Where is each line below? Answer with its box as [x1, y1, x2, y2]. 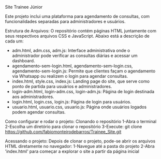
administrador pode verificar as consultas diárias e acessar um [12, 53, 138, 58]
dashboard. [12, 58, 35, 63]
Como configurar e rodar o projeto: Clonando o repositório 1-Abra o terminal [5, 118, 157, 124]
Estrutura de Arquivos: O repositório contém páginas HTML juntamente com [5, 28, 157, 33]
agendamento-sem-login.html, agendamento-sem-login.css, [12, 63, 133, 69]
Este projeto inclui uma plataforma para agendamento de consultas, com [5, 14, 150, 19]
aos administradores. [12, 94, 54, 100]
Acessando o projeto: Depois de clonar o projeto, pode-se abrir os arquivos [5, 138, 156, 144]
